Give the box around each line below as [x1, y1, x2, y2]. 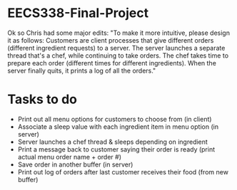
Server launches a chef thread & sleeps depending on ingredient [17, 137, 208, 146]
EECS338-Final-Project [7, 5, 148, 21]
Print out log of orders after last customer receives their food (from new [17, 167, 228, 176]
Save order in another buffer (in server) [17, 160, 133, 169]
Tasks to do [7, 91, 77, 107]
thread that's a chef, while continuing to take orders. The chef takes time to [7, 51, 229, 60]
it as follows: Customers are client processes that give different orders [7, 36, 214, 44]
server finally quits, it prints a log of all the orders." [7, 66, 156, 75]
